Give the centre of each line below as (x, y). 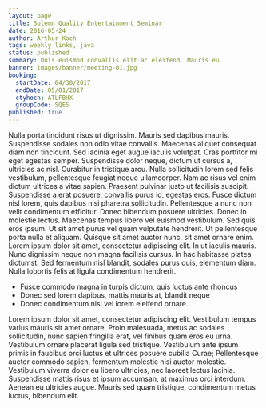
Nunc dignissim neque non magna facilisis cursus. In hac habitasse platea (130, 254)
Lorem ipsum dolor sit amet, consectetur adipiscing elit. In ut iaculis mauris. (133, 246)
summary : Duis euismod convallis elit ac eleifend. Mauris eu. (116, 61)
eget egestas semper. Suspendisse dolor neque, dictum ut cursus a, (121, 160)
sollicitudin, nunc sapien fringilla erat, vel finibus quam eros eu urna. (121, 336)
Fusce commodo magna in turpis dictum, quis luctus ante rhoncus (129, 286)
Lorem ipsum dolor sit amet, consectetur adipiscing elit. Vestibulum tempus (132, 319)
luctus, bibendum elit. (44, 396)
